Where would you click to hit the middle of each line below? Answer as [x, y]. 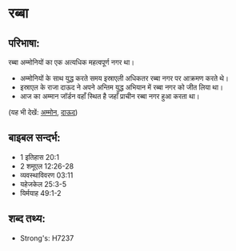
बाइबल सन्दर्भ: [35, 138]
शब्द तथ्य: [27, 219]
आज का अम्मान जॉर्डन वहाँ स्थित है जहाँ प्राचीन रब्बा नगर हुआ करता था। [110, 96]
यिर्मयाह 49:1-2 [40, 193]
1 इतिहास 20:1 [40, 157]
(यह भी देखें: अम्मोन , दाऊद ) [43, 112]
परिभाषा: [24, 43]
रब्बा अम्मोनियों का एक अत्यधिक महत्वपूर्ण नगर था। [71, 62]
